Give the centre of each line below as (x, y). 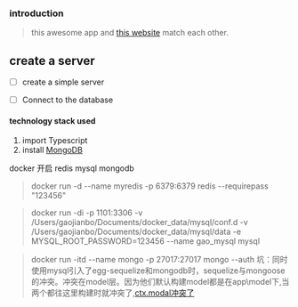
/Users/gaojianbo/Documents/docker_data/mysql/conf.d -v (140, 222)
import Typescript (55, 141)
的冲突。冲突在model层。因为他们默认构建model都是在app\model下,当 (160, 282)
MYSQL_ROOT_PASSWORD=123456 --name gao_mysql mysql (145, 241)
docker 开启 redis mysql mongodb (72, 168)
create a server (52, 61)
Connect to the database (68, 100)
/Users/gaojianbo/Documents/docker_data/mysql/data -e (136, 232)
